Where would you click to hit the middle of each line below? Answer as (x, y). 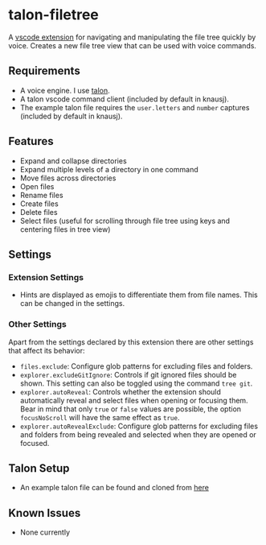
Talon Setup (39, 468)
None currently (45, 532)
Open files (37, 186)
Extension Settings (46, 277)
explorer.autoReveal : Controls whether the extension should (120, 391)
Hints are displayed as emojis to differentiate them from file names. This (139, 295)
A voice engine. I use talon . (65, 90)
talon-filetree (53, 15)
